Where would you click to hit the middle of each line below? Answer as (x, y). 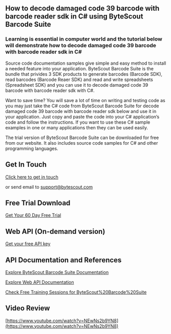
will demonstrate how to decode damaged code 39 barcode (81, 46)
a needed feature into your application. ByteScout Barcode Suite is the (79, 68)
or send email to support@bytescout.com (49, 187)
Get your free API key (28, 244)
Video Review (28, 308)
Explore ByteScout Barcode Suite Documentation (57, 272)
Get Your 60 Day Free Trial (33, 215)
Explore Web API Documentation (40, 282)
